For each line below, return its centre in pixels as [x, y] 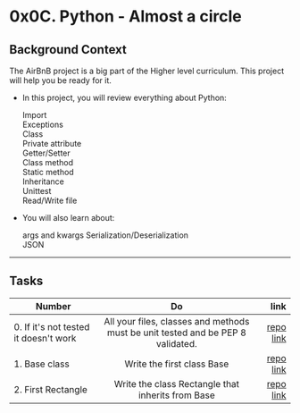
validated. [177, 343]
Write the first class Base [177, 364]
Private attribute [52, 143]
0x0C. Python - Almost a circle [126, 17]
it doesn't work [45, 338]
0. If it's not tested [52, 326]
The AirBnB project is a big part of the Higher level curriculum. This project [146, 71]
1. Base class [42, 364]
